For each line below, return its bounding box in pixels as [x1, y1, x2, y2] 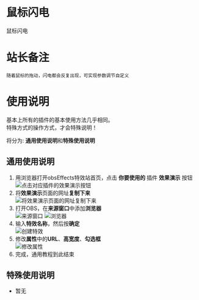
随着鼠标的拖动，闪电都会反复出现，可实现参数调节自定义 [6, 72, 129, 78]
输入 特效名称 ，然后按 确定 [15, 220, 80, 227]
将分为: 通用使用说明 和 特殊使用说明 [6, 137, 95, 144]
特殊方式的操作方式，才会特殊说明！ [6, 124, 98, 131]
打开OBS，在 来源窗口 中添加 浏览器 [15, 204, 102, 212]
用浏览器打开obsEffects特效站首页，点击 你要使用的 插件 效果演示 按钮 [15, 174, 193, 181]
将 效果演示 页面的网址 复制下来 [15, 189, 90, 197]
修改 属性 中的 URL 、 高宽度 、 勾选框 [15, 235, 101, 242]
